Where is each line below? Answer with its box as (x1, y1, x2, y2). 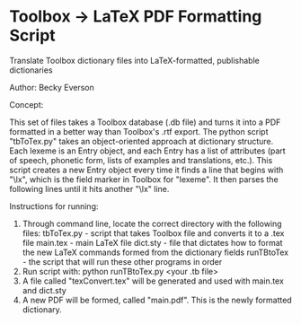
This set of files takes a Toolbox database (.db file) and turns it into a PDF (9, 117, 281, 127)
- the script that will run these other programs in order (22, 256, 223, 267)
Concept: (9, 99, 44, 109)
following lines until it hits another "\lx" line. (9, 183, 170, 194)
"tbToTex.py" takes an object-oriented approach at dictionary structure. (9, 136, 274, 146)
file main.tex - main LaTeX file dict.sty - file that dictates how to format (22, 237, 283, 248)
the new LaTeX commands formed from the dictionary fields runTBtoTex (22, 247, 289, 258)
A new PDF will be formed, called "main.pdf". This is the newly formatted (22, 294, 292, 305)
